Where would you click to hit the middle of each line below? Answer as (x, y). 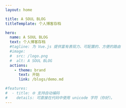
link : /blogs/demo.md (41, 79)
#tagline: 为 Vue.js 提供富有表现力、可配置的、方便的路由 (65, 47)
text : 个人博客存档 (28, 42)
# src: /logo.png (29, 56)
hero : (11, 33)
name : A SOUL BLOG (29, 37)
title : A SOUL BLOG (25, 19)
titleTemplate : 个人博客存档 (33, 24)
